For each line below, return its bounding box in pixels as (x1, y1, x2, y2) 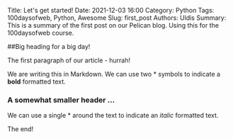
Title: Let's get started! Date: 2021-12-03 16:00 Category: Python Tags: (7, 6, 215, 14)
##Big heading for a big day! (7, 43, 91, 50)
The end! (7, 125, 34, 133)
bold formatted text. (7, 77, 66, 86)
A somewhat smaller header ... (7, 95, 115, 105)
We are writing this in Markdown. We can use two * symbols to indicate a (7, 70, 221, 78)
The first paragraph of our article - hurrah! (7, 56, 131, 65)
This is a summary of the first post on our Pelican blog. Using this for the (7, 21, 220, 29)
